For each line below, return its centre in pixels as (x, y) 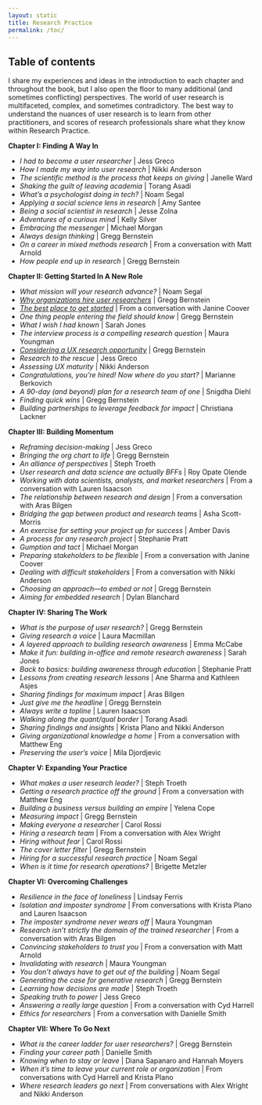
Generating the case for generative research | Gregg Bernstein (121, 980)
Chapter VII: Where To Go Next (59, 1029)
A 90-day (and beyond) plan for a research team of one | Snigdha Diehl (135, 392)
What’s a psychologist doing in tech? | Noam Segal (102, 195)
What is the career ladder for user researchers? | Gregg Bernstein (126, 1044)
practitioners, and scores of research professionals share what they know (127, 122)
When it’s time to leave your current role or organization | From (121, 1069)
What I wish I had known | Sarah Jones (83, 325)
